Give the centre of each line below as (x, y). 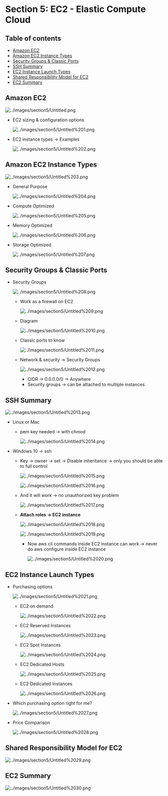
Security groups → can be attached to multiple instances (86, 385)
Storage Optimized (32, 244)
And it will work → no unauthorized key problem (69, 495)
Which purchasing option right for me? (52, 703)
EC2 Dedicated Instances (46, 684)
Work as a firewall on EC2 (47, 302)
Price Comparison (31, 723)
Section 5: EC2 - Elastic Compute (76, 9)
